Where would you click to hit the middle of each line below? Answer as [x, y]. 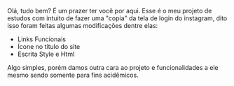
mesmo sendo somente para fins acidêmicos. [73, 75]
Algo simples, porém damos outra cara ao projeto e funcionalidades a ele [113, 67]
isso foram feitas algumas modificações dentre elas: [83, 26]
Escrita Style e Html [46, 54]
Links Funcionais [42, 39]
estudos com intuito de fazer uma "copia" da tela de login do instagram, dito [117, 18]
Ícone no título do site [49, 46]
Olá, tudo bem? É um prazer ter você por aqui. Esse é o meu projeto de [110, 11]
